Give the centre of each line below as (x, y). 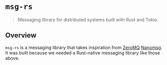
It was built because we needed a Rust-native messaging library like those (83, 52)
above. (12, 58)
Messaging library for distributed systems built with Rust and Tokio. (88, 19)
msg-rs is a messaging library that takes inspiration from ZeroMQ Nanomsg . (84, 47)
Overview (21, 35)
